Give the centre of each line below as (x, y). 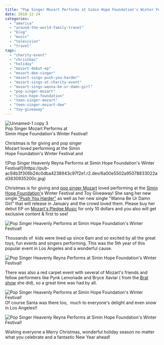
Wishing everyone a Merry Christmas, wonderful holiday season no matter (80, 332)
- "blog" (18, 32)
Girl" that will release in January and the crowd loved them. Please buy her (80, 203)
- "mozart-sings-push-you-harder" (44, 78)
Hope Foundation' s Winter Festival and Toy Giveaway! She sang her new (78, 193)
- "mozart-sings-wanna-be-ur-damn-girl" (51, 87)
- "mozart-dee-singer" (32, 73)
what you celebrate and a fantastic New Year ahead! (58, 337)
